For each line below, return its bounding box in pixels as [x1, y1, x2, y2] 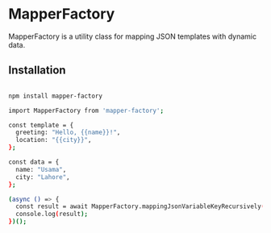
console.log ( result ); [15, 210, 89, 218]
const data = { [8, 158, 60, 166]
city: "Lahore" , [15, 173, 70, 181]
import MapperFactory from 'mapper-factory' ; [8, 106, 164, 114]
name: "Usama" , [15, 165, 67, 173]
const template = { [8, 121, 74, 129]
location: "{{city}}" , [15, 136, 92, 144]
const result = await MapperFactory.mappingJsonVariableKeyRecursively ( [15, 202, 265, 210]
